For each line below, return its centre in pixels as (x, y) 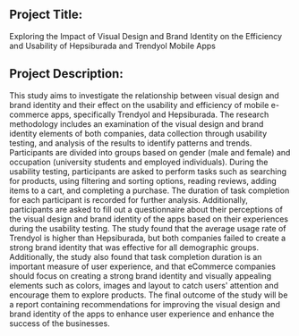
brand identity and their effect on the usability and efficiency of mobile (139, 105)
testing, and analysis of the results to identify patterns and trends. (131, 143)
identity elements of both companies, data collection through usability (138, 133)
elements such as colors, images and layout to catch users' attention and (144, 285)
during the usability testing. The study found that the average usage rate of (148, 228)
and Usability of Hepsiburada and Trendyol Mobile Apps (113, 46)
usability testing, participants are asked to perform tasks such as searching (148, 171)
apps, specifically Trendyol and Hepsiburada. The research (160, 114)
